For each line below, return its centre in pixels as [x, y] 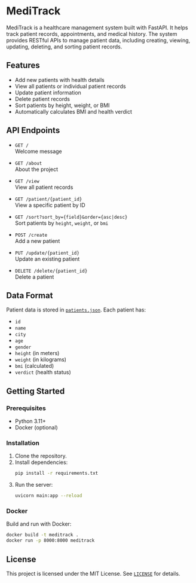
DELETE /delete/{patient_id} [51, 271]
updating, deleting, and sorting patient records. [64, 47]
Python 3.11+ [30, 421]
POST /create [31, 235]
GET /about [28, 163]
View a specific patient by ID [50, 205]
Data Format [30, 295]
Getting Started [36, 391]
